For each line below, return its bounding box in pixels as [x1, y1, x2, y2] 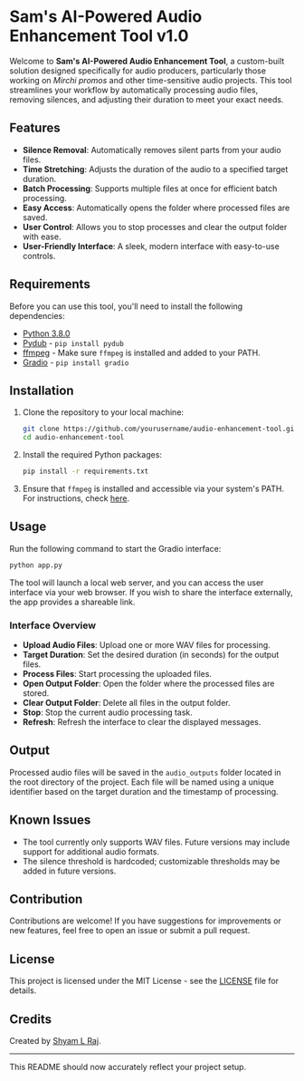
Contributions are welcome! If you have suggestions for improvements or [9, 915, 282, 926]
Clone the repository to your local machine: [22, 407, 184, 418]
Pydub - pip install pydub [22, 337, 124, 348]
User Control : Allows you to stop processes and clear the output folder [22, 221, 288, 232]
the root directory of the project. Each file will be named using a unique [9, 777, 274, 787]
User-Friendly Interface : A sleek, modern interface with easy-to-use [22, 240, 280, 251]
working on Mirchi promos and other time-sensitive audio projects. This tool [9, 74, 292, 85]
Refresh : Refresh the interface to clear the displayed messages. [22, 716, 261, 727]
